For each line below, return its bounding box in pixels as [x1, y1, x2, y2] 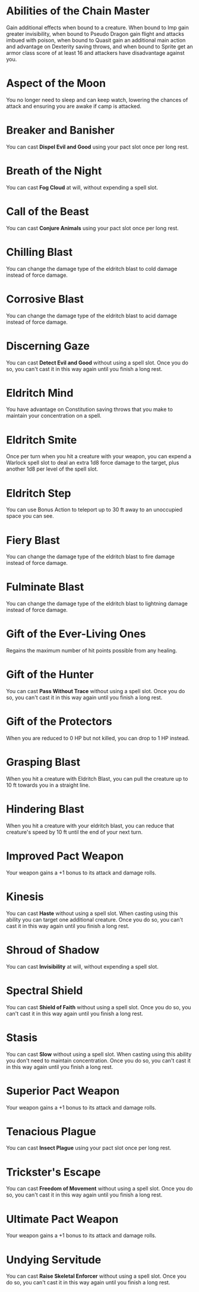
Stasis [6, 1031, 37, 1044]
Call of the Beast [6, 205, 89, 218]
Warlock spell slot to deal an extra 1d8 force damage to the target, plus [6, 459, 179, 466]
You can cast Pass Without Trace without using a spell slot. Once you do [6, 688, 185, 695]
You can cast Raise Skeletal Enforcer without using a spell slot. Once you [6, 1272, 187, 1280]
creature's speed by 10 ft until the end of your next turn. [6, 828, 143, 836]
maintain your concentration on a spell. [6, 412, 102, 419]
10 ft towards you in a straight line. [6, 781, 90, 789]
